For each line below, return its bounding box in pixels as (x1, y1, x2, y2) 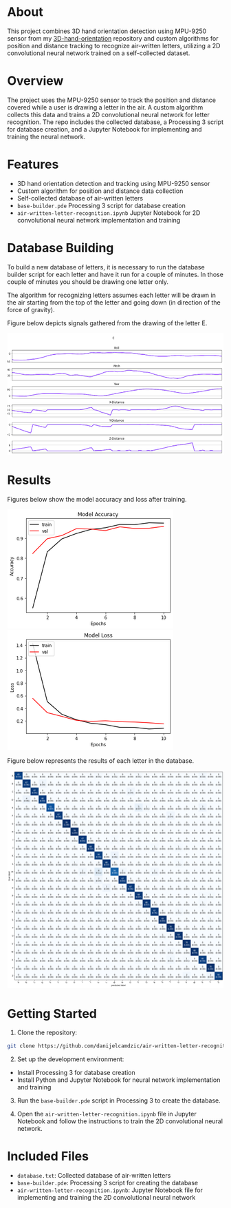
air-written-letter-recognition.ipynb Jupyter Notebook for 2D (16, 208, 201, 217)
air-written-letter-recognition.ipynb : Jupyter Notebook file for (16, 1186, 203, 1194)
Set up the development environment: (16, 1055, 124, 1063)
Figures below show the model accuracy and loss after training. (7, 495, 187, 503)
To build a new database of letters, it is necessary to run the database (7, 263, 205, 271)
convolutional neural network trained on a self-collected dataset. (7, 49, 190, 57)
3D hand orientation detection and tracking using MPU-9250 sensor (16, 179, 210, 187)
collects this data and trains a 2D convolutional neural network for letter (7, 110, 210, 119)
